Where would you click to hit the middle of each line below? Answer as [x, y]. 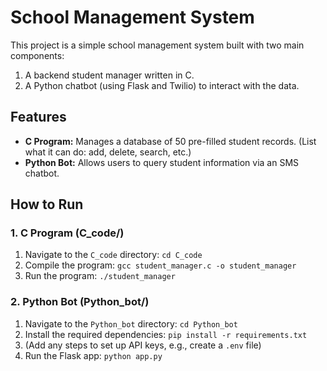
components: [37, 55]
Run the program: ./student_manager [100, 276]
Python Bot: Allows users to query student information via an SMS [162, 162]
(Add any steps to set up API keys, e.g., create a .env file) [143, 345]
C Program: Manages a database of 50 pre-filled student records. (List [170, 141]
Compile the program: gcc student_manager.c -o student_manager [160, 265]
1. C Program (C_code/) [67, 233]
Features [38, 117]
